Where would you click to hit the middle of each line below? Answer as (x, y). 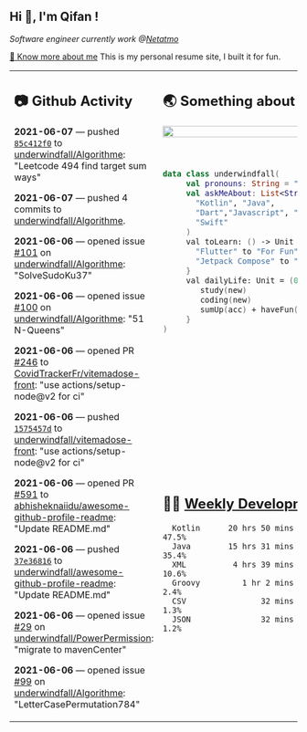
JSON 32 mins (233, 619)
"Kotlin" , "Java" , (235, 203)
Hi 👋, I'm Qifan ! (54, 17)
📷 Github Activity (74, 101)
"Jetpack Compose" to (242, 261)
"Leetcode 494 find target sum (80, 166)
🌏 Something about (229, 101)
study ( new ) (223, 290)
